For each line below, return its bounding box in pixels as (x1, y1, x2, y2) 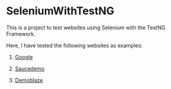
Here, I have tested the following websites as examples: (6, 42, 143, 49)
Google (14, 53, 33, 60)
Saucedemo (14, 65, 45, 72)
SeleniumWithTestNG (6, 4, 114, 18)
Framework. (6, 30, 36, 37)
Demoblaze (14, 76, 43, 84)
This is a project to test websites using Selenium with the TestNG (6, 24, 166, 31)
